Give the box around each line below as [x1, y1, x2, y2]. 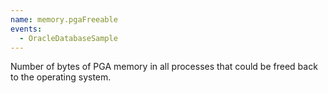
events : [10, 24, 43, 34]
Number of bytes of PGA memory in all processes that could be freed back [10, 61, 318, 73]
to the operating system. [10, 71, 112, 83]
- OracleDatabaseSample [19, 33, 118, 43]
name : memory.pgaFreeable [10, 14, 118, 25]
